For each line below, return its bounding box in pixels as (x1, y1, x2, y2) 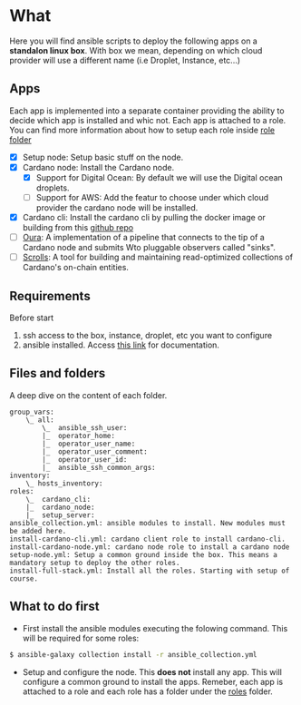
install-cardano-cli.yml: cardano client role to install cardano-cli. (9, 534, 286, 543)
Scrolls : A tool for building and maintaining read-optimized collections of (22, 251, 293, 263)
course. (9, 573, 39, 583)
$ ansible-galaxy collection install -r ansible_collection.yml (9, 650, 257, 659)
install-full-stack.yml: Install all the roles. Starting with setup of (9, 566, 290, 575)
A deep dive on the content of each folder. (9, 389, 168, 400)
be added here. (9, 526, 67, 535)
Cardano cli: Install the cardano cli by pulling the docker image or (22, 212, 266, 222)
